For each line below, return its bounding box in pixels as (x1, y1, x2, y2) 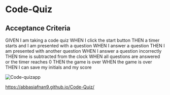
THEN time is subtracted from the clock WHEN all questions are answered (5, 53, 160, 59)
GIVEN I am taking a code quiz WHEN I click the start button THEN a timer (5, 37, 160, 43)
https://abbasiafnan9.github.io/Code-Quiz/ (5, 84, 95, 90)
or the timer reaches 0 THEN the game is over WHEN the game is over (5, 59, 152, 65)
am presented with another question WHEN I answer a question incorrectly (5, 48, 162, 54)
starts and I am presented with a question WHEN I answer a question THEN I (5, 43, 165, 49)
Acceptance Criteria (5, 24, 71, 33)
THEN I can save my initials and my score (5, 65, 92, 70)
